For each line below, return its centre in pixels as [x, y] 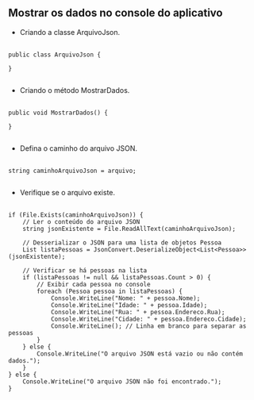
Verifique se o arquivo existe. [67, 192]
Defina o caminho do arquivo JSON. [78, 148]
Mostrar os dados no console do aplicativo [115, 13]
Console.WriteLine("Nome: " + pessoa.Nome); [125, 298]
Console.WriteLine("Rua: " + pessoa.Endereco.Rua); [138, 312]
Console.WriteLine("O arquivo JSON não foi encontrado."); [122, 381]
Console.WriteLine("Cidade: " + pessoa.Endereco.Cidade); [148, 319]
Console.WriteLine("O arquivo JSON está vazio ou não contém [140, 354]
